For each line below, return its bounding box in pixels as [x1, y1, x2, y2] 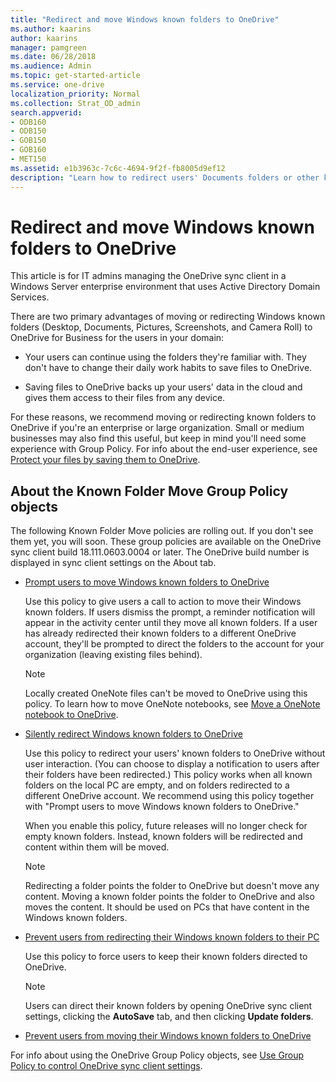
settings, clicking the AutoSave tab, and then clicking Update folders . [24, 1011, 314, 1023]
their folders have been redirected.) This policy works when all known [24, 769, 313, 781]
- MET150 [10, 154, 47, 164]
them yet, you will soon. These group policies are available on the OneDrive [10, 536, 322, 548]
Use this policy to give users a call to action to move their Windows [24, 596, 302, 608]
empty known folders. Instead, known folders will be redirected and [24, 831, 303, 843]
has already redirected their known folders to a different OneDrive [24, 627, 297, 640]
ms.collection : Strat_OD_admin [10, 98, 141, 108]
